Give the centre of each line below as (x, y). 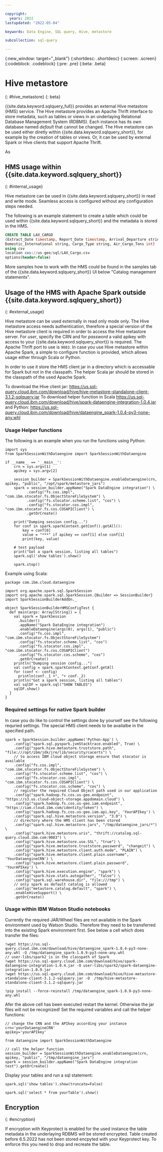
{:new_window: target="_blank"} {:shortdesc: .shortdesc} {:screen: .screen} (81, 58)
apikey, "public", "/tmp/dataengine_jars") (50, 1058)
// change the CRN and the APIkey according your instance (66, 1024)
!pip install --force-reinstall (38, 991)
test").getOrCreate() (27, 1066)
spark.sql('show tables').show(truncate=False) (54, 1084)
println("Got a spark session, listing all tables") (68, 681)
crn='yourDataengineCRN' (30, 1028)
